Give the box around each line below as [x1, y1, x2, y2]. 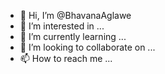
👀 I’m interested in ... [19, 20, 105, 32]
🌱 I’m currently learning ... [19, 31, 127, 42]
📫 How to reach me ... [19, 53, 113, 64]
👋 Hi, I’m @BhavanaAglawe [19, 10, 132, 21]
